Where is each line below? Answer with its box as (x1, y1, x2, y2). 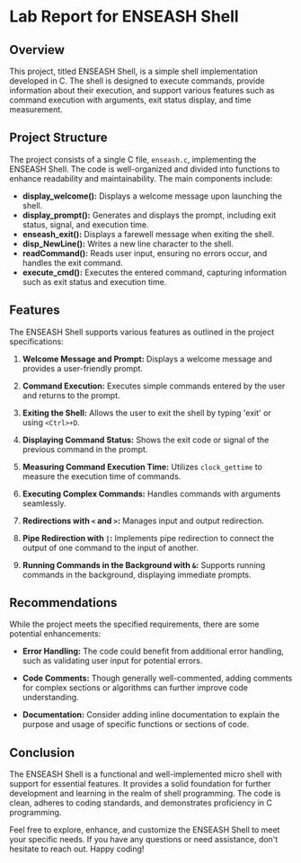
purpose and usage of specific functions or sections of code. (22, 719, 250, 730)
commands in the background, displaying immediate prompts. (22, 569, 252, 580)
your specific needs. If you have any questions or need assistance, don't (9, 834, 279, 845)
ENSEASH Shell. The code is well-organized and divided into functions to (9, 164, 280, 174)
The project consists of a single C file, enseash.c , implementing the (9, 154, 257, 165)
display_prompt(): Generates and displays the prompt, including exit (22, 209, 277, 220)
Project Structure (9, 130, 108, 146)
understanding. (22, 692, 79, 703)
